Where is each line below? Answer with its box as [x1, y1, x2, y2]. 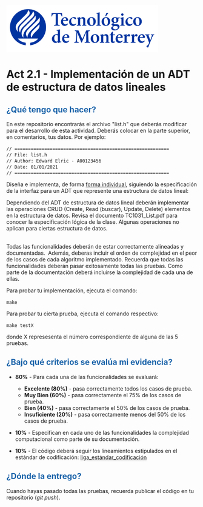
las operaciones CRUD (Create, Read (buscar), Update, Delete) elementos [6, 206, 191, 212]
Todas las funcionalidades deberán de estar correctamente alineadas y [6, 243, 184, 250]
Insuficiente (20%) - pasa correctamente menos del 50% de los [24, 411, 186, 418]
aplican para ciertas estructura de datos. [6, 225, 108, 232]
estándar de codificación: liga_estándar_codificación [15, 454, 147, 461]
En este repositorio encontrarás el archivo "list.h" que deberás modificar [6, 121, 187, 127]
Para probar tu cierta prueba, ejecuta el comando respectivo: [6, 310, 159, 317]
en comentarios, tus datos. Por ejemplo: [6, 133, 106, 141]
